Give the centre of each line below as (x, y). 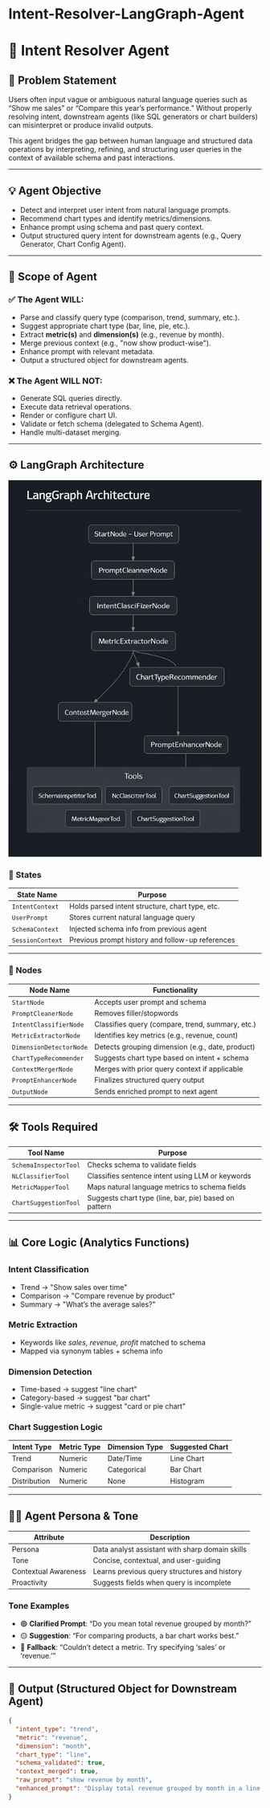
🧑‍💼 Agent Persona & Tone (74, 1516)
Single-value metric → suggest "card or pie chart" (103, 1406)
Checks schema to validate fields (142, 1165)
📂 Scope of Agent (53, 277)
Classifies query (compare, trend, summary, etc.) (176, 1024)
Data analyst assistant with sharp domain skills (170, 1549)
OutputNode (30, 1092)
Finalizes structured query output (149, 1080)
